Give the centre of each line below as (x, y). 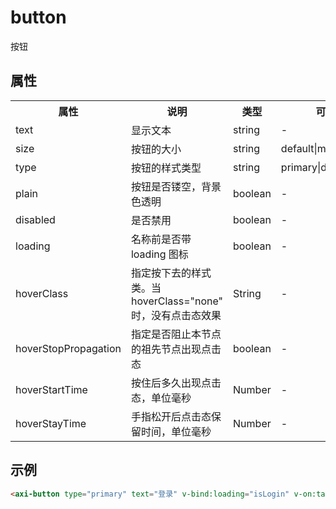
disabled (35, 219)
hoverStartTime (51, 389)
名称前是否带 (161, 239)
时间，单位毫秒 (176, 431)
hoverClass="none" (177, 301)
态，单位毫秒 (161, 398)
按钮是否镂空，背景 (176, 186)
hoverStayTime (51, 423)
